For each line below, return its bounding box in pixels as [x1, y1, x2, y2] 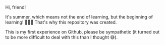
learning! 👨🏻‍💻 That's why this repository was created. [5, 19, 117, 25]
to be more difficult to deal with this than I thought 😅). [5, 34, 118, 40]
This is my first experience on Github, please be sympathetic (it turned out [5, 29, 160, 34]
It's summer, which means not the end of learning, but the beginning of [5, 14, 153, 19]
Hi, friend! [5, 4, 26, 10]
